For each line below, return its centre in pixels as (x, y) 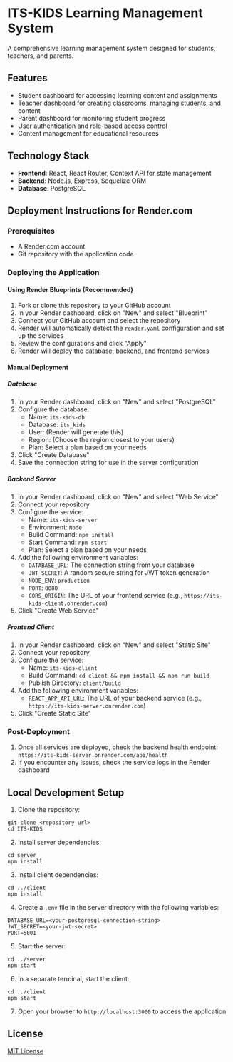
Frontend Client (31, 627)
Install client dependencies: (58, 875)
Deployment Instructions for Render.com (100, 210)
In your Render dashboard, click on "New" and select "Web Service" (118, 496)
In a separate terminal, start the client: (73, 978)
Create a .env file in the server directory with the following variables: (118, 907)
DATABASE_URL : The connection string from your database (111, 565)
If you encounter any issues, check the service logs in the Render (114, 763)
